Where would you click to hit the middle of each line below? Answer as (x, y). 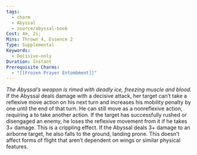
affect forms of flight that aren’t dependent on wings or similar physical (93, 140)
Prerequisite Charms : (33, 67)
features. (17, 147)
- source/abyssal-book (40, 28)
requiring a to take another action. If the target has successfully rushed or (97, 115)
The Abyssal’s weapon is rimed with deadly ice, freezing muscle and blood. (99, 89)
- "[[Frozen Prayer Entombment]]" (54, 73)
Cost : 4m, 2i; (24, 34)
